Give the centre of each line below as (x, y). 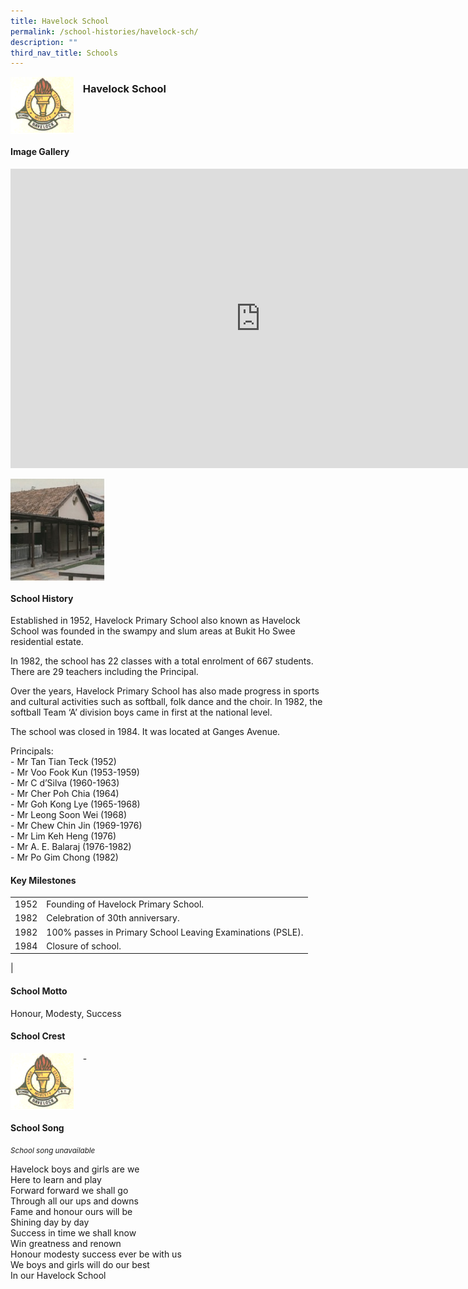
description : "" (44, 42)
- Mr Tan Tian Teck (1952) (63, 762)
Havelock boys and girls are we (75, 1169)
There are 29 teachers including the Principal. (104, 672)
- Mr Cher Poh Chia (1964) (65, 794)
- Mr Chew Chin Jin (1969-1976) (76, 826)
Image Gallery (40, 152)
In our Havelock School (58, 1276)
